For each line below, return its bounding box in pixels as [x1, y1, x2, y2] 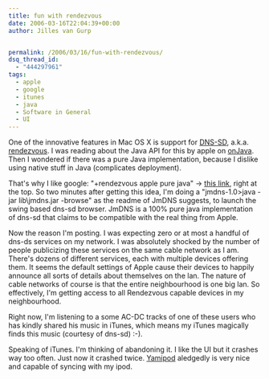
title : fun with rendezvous [8, 11, 103, 20]
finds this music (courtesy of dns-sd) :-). [8, 329, 143, 339]
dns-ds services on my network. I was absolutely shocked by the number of [8, 237, 260, 247]
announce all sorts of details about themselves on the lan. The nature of [8, 271, 247, 281]
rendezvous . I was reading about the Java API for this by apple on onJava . [8, 146, 255, 156]
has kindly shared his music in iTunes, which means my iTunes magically [8, 320, 249, 330]
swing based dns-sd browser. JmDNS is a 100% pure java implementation [8, 204, 254, 214]
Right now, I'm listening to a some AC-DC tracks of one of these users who [8, 312, 256, 322]
